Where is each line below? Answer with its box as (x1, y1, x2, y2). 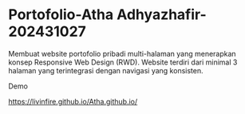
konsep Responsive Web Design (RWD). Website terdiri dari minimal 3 (8, 57, 238, 67)
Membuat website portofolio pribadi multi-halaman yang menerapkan (8, 49, 237, 58)
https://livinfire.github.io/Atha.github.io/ (8, 96, 138, 106)
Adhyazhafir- (117, 6, 207, 24)
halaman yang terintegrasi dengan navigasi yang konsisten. (8, 65, 204, 75)
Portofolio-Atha (8, 6, 114, 24)
